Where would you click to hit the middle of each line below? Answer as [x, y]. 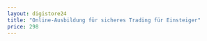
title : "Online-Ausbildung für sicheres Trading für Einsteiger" [104, 20]
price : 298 [23, 26]
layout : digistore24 [37, 14]
